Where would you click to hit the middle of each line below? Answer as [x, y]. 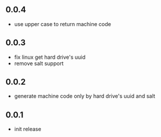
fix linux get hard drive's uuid [50, 57]
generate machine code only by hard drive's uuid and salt [85, 96]
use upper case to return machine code [62, 24]
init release [28, 129]
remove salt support [39, 63]
